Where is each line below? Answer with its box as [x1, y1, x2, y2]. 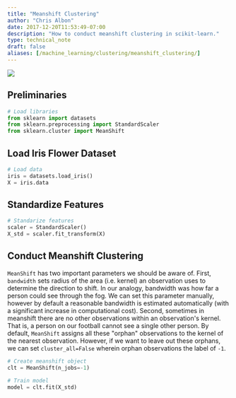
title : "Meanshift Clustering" [7, 10, 100, 18]
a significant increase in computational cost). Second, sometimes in [7, 306, 205, 315]
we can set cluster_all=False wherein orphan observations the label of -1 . [7, 344, 226, 352]
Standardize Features [7, 199, 104, 211]
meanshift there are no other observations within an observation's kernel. [7, 314, 221, 322]
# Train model [7, 377, 49, 384]
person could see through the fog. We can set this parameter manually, [7, 291, 214, 300]
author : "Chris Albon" [7, 17, 74, 24]
